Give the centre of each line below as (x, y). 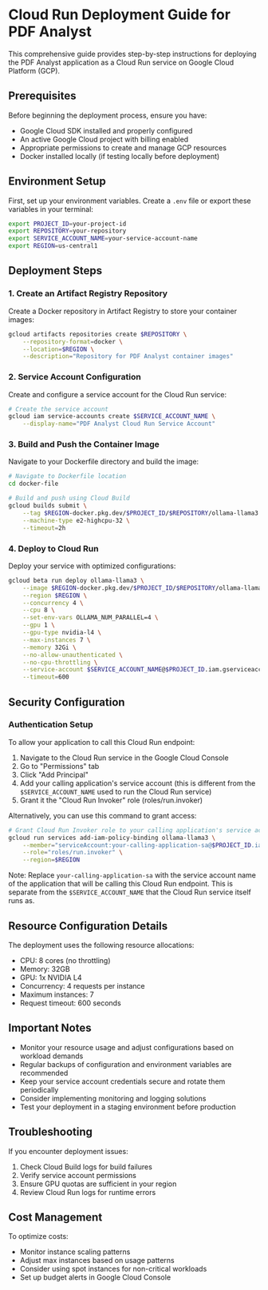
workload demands (51, 1056)
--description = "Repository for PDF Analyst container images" (128, 356)
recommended (44, 1073)
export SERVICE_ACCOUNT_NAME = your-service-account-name (103, 239)
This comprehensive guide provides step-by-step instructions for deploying (132, 54)
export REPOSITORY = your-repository (67, 231)
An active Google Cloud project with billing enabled (104, 139)
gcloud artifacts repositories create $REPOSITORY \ (98, 334)
